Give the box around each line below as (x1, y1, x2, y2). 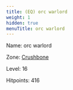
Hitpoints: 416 (6, 77, 40, 84)
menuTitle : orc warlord (6, 25, 65, 32)
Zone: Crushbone (6, 53, 49, 61)
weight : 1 (6, 14, 31, 20)
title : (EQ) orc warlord (6, 8, 68, 15)
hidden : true (6, 20, 39, 26)
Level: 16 (6, 65, 28, 73)
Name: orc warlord (6, 42, 52, 49)
